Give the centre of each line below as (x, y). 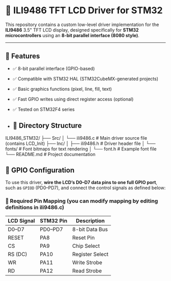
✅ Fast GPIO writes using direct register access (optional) (73, 99)
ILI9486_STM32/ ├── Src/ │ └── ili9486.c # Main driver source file (76, 138)
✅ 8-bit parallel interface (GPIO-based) (54, 68)
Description (90, 220)
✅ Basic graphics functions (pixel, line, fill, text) (62, 89)
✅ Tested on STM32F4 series (44, 109)
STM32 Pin (54, 220)
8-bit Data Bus (90, 229)
